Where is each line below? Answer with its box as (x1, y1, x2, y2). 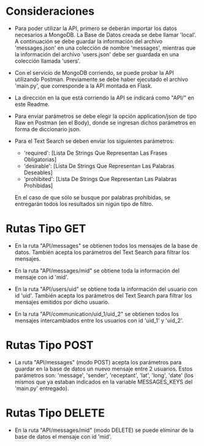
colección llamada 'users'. (14, 57, 81, 64)
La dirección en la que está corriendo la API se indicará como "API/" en (14, 94, 194, 101)
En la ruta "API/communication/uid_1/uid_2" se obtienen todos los (14, 310, 179, 317)
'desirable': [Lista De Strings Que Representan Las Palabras (23, 162, 175, 169)
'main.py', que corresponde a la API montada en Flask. (14, 82, 153, 90)
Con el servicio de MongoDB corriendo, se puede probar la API (14, 69, 174, 76)
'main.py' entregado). (14, 385, 69, 392)
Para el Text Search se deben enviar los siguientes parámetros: (14, 137, 175, 145)
